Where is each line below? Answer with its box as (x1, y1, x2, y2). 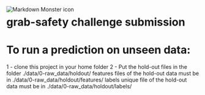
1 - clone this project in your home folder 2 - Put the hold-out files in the (6, 63, 188, 71)
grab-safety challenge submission (6, 15, 185, 29)
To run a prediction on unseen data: (6, 43, 191, 57)
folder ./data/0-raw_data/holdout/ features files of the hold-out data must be (6, 70, 199, 77)
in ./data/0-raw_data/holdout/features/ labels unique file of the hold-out (6, 76, 187, 83)
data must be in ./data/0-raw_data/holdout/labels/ (6, 83, 132, 90)
